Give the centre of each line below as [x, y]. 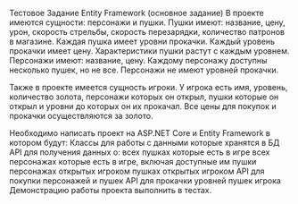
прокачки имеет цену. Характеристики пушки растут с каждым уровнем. [149, 51]
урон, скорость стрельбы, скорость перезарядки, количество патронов [147, 32]
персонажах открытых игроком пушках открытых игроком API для [137, 171]
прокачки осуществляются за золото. [81, 116]
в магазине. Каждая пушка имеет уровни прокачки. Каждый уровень [142, 41]
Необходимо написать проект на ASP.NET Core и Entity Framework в [140, 133]
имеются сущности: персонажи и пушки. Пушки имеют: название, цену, [147, 22]
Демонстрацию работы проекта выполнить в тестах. [111, 190]
